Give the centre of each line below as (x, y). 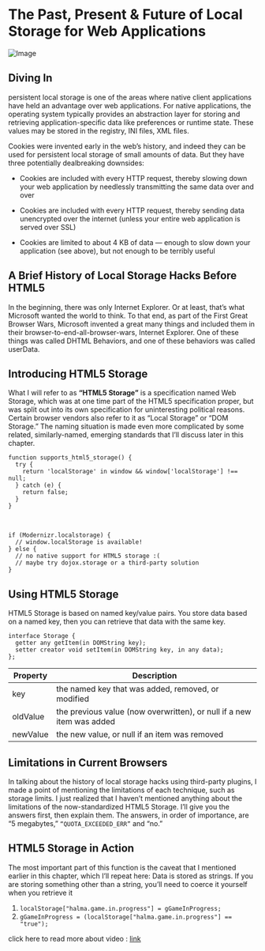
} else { (22, 549)
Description (155, 676)
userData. (24, 349)
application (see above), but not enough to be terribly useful (117, 251)
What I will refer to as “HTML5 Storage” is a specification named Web (122, 393)
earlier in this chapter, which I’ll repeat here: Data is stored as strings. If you (131, 876)
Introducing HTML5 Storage (78, 374)
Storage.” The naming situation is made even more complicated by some (126, 426)
